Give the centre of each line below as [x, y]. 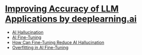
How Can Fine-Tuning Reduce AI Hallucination [58, 42]
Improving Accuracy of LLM [62, 9]
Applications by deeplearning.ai [71, 19]
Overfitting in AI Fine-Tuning [40, 47]
